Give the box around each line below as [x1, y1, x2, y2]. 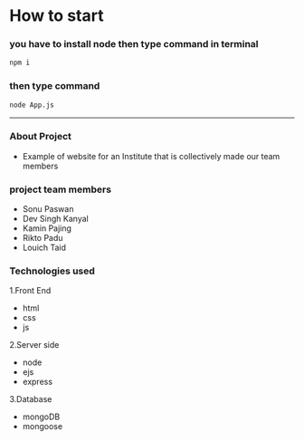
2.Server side [9, 340, 60, 350]
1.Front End [9, 285, 52, 296]
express [22, 377, 52, 388]
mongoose [22, 421, 63, 432]
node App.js [9, 101, 54, 110]
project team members [9, 183, 111, 196]
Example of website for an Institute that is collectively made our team [22, 150, 280, 161]
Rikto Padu [22, 233, 63, 244]
